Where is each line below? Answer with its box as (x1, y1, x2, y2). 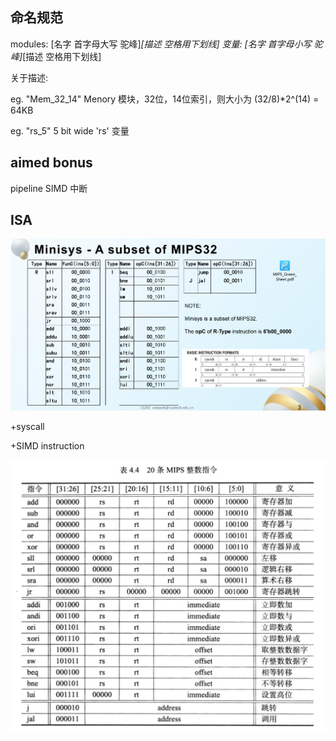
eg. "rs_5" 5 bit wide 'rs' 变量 (10, 124, 130, 137)
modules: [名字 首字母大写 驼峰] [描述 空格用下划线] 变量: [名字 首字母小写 (10, 38, 312, 50)
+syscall (10, 420, 45, 432)
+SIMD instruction (10, 439, 85, 452)
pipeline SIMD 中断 (10, 182, 88, 194)
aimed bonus (10, 154, 93, 172)
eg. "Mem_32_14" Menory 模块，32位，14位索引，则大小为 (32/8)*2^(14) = (10, 93, 320, 105)
